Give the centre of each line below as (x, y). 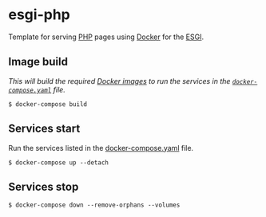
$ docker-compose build (48, 104)
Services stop (44, 186)
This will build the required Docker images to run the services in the (119, 81)
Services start (44, 129)
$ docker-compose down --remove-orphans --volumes (94, 205)
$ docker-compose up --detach (59, 162)
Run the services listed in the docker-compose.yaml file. (101, 148)
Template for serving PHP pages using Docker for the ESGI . (106, 37)
